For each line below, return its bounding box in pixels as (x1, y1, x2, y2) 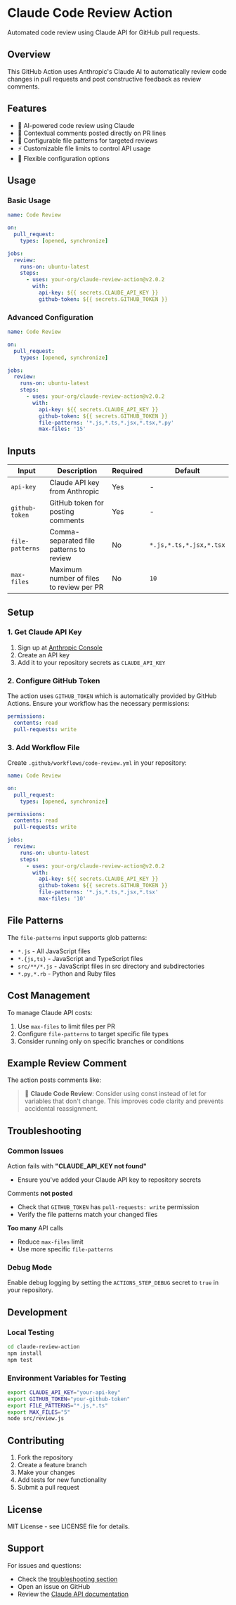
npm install (7, 1350, 42, 1357)
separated (48, 536, 83, 546)
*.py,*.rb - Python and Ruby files (17, 969, 116, 978)
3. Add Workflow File (7, 742, 80, 752)
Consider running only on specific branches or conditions (17, 1037, 185, 1045)
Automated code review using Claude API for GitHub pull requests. (7, 28, 200, 37)
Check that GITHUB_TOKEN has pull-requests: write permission (17, 1203, 199, 1211)
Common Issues (7, 1146, 65, 1156)
